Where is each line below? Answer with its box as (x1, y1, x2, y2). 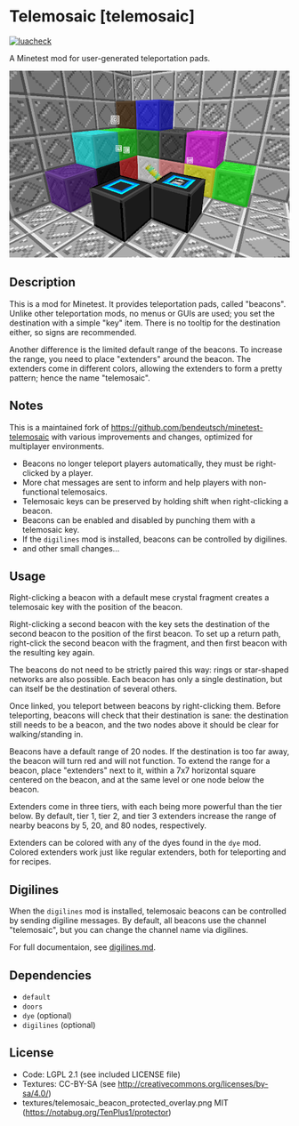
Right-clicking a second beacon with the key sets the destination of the (9, 619, 270, 630)
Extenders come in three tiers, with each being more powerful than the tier (9, 801, 283, 812)
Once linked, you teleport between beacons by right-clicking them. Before (9, 701, 281, 712)
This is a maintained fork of (9, 422, 109, 432)
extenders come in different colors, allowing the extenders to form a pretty (9, 363, 283, 374)
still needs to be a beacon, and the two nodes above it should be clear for (9, 720, 279, 730)
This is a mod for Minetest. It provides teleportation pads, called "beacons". (9, 298, 287, 309)
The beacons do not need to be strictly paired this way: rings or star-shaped (9, 664, 289, 675)
